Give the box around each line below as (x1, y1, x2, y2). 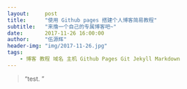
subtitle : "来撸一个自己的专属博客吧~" (7, 23, 117, 30)
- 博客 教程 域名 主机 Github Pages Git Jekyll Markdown (20, 56, 180, 63)
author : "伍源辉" (7, 36, 67, 43)
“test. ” (24, 74, 45, 83)
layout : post (7, 10, 58, 17)
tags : (7, 49, 23, 56)
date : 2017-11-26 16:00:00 (7, 29, 105, 37)
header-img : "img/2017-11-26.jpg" (7, 42, 108, 49)
